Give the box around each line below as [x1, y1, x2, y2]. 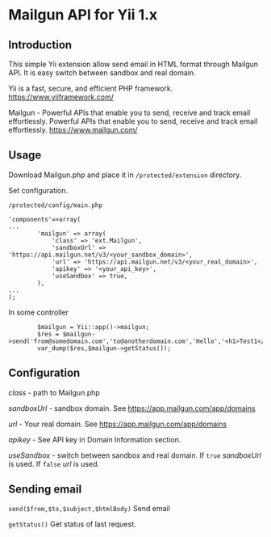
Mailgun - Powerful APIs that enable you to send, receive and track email [8, 108, 251, 117]
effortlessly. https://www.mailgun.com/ [8, 125, 138, 134]
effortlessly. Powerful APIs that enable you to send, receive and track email [8, 116, 258, 126]
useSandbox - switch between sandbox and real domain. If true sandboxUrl [8, 450, 262, 460]
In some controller [8, 307, 69, 317]
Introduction [8, 38, 73, 52]
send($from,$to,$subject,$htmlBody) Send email [8, 504, 171, 514]
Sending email [8, 483, 82, 497]
